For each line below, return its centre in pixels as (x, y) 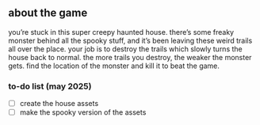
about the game (48, 13)
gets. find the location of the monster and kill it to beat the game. (114, 66)
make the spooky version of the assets (83, 112)
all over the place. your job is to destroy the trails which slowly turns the (126, 49)
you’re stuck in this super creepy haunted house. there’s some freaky (121, 32)
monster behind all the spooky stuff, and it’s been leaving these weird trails (130, 40)
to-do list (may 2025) (50, 86)
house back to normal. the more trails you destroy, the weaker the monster (130, 57)
